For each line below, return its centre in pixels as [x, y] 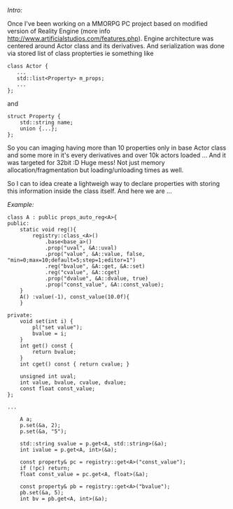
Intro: [15, 10]
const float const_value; [58, 389]
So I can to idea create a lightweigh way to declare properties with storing [114, 184]
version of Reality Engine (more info [59, 31]
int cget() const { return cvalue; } [75, 364]
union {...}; [39, 129]
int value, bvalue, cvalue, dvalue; [73, 382]
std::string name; [47, 122]
